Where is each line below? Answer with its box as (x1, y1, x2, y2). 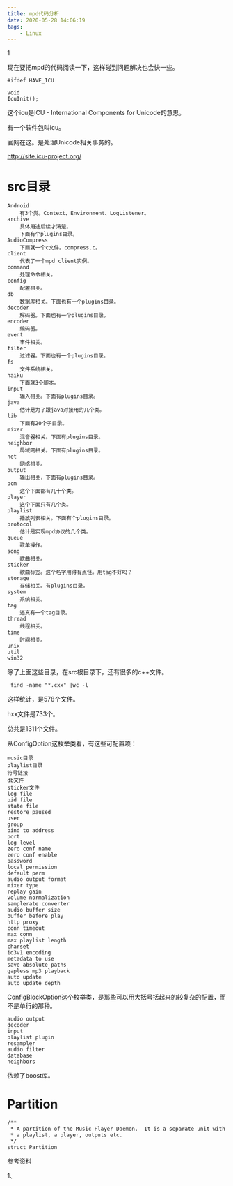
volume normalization (7, 894, 70, 901)
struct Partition (7, 1144, 58, 1151)
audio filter (7, 1046, 45, 1053)
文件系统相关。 (19, 366, 56, 373)
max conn (7, 931, 33, 938)
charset (7, 943, 30, 950)
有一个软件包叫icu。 (7, 124, 65, 132)
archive (7, 216, 30, 223)
